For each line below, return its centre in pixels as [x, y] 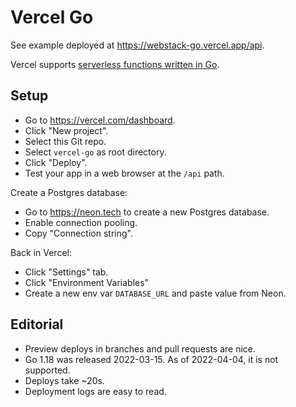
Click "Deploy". [56, 162]
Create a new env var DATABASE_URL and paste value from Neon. [155, 293]
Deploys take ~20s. [64, 380]
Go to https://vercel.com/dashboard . [100, 120]
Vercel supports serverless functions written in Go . [115, 64]
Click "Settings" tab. [66, 272]
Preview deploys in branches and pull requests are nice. [140, 348]
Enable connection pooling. [81, 222]
